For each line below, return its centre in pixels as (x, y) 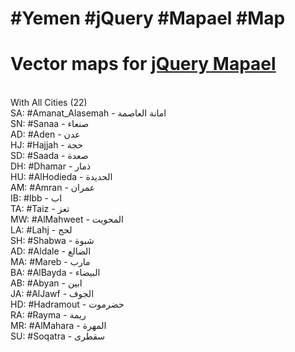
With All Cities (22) (49, 103)
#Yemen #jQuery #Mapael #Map (148, 18)
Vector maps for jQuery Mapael (143, 64)
